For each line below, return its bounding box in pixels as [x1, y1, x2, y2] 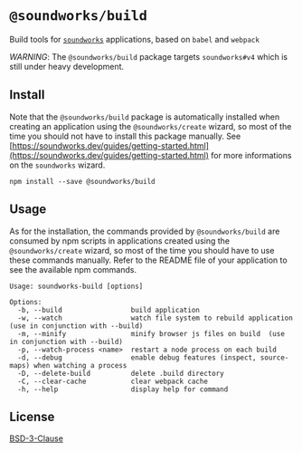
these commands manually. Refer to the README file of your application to [9, 255, 288, 265]
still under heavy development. [9, 61, 125, 72]
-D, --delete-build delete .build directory [17, 369, 224, 378]
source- [260, 352, 289, 362]
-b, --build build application [17, 305, 201, 314]
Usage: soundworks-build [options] [9, 282, 144, 291]
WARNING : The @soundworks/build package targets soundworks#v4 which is [9, 51, 288, 62]
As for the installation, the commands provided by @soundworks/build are [9, 226, 280, 236]
